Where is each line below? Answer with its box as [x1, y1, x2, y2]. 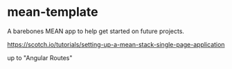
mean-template [7, 4, 98, 20]
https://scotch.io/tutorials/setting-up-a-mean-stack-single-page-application [7, 40, 225, 48]
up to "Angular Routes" [7, 53, 73, 62]
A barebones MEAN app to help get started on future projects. [7, 27, 185, 35]
